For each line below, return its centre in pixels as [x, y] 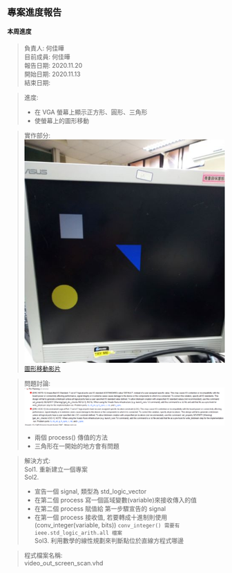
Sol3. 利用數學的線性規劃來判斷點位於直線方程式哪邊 [109, 541]
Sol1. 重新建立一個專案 [56, 469]
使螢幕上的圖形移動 [62, 120]
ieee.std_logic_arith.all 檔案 [78, 533]
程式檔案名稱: [43, 556]
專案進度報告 [35, 12]
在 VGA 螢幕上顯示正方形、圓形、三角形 [91, 112]
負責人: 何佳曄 [44, 48]
